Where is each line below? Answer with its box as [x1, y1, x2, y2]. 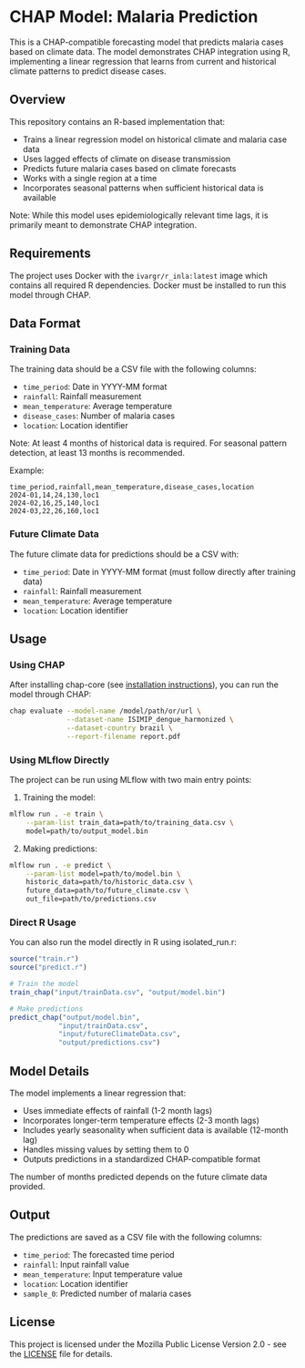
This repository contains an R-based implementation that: [9, 116, 226, 127]
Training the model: [22, 792, 96, 803]
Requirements [9, 246, 91, 262]
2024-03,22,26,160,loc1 [9, 507, 100, 516]
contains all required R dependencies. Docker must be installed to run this [9, 280, 287, 291]
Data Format [9, 315, 81, 331]
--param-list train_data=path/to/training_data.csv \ [25, 818, 234, 827]
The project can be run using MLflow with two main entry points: [9, 775, 252, 786]
